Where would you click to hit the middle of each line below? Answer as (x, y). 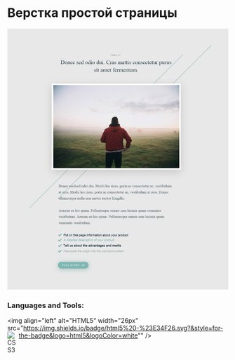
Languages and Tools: (46, 305)
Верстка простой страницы (92, 13)
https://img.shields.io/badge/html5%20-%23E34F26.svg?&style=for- (123, 328)
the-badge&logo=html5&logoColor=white (78, 335)
